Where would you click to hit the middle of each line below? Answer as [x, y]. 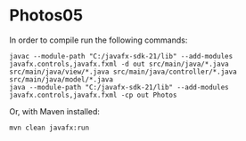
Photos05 [46, 16]
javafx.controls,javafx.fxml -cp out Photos [93, 95]
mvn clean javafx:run [49, 128]
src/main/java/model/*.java [61, 79]
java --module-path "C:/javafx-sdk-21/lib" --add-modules [119, 87]
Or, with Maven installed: [55, 111]
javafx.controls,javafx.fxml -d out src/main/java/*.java [119, 64]
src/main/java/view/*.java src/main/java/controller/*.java [123, 72]
